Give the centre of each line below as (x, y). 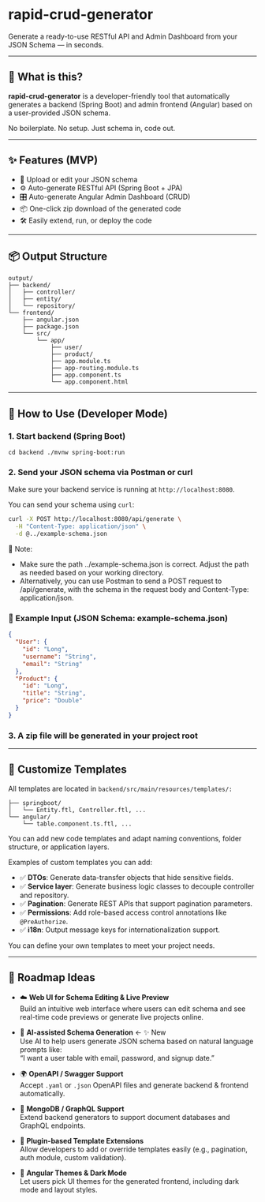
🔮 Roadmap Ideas (52, 977)
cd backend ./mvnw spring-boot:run (67, 453)
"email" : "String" (52, 664)
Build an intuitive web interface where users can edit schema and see (132, 1009)
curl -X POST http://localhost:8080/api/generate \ (95, 519)
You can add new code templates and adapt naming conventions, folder (125, 838)
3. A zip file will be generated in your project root (103, 736)
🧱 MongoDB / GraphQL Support (72, 1108)
